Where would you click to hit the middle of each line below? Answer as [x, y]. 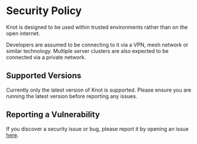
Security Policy [44, 11]
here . [12, 135]
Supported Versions [44, 76]
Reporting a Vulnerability [53, 115]
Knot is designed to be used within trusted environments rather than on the [97, 27]
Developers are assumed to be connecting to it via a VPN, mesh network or [97, 45]
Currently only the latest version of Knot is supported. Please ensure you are [99, 90]
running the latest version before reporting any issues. [72, 96]
